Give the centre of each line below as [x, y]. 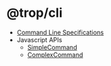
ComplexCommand [55, 55]
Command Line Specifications [60, 32]
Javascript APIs [39, 39]
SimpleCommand [52, 47]
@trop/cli [34, 13]
